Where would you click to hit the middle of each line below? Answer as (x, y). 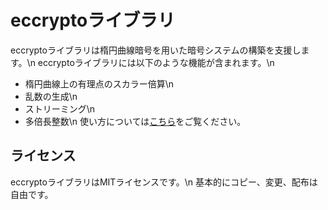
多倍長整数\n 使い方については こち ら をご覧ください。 (135, 121)
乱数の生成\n (51, 96)
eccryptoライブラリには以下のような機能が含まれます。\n (156, 62)
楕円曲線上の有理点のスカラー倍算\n (99, 83)
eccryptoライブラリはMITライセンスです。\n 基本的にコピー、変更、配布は (164, 182)
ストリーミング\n (60, 108)
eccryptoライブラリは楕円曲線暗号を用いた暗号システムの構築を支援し (156, 50)
